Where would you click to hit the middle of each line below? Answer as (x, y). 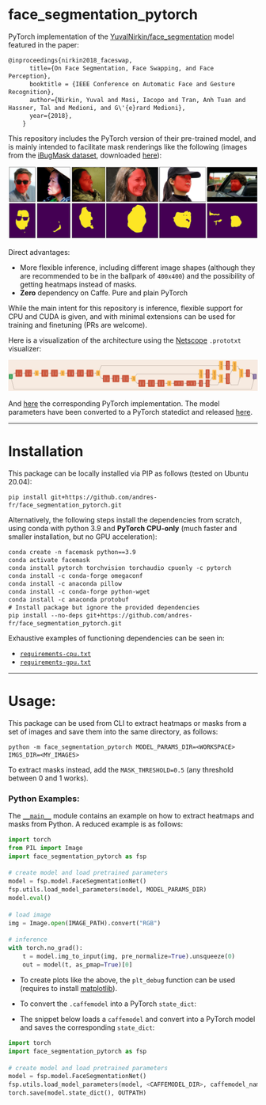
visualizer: (25, 348)
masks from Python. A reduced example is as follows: (96, 824)
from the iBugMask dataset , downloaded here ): (85, 155)
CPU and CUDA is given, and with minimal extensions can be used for (122, 316)
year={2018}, (51, 116)
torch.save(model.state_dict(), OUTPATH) (78, 1093)
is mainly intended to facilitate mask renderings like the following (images (128, 146)
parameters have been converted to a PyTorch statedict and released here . (131, 412)
